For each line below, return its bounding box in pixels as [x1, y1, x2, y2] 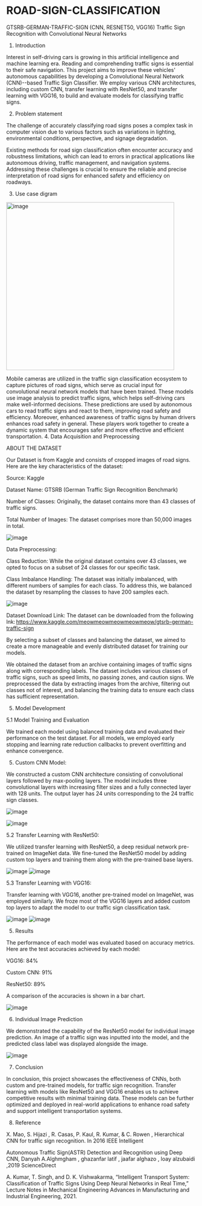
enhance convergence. [6, 747, 64, 754]
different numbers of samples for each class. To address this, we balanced [6, 582, 192, 589]
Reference [14, 1118, 41, 1126]
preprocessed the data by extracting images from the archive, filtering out [6, 680, 190, 687]
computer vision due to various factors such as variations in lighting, [6, 128, 176, 135]
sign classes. [6, 796, 39, 803]
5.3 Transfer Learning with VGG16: [6, 879, 92, 887]
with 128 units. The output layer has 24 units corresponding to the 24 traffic [6, 789, 194, 797]
